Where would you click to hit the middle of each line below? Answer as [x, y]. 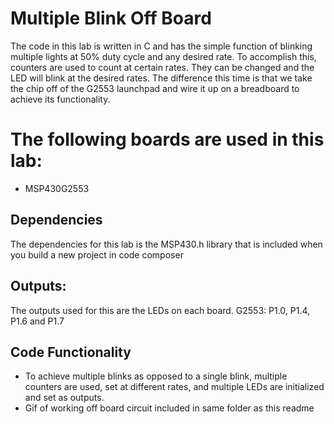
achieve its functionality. [60, 99]
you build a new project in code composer [97, 254]
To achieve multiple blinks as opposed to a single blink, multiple [156, 376]
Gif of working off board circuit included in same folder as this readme [169, 408]
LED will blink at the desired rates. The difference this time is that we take [161, 78]
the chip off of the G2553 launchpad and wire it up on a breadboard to [155, 88]
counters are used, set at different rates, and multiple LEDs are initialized [174, 387]
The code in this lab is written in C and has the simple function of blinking [161, 46]
